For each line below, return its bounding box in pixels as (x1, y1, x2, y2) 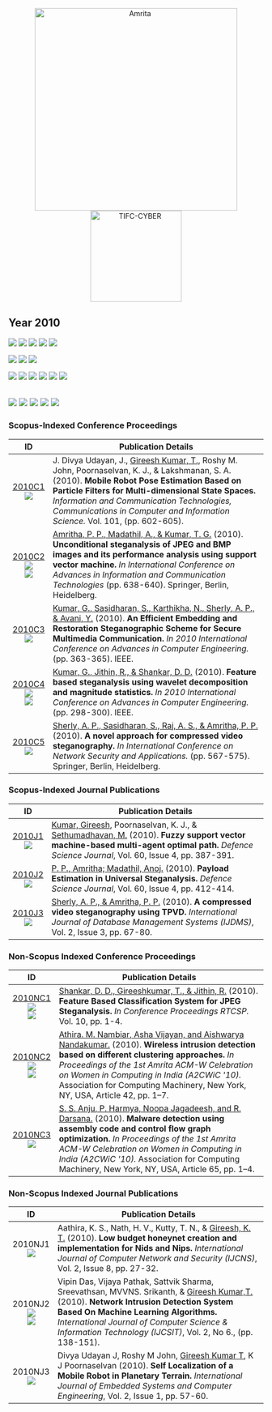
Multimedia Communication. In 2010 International (52, 633, 248, 644)
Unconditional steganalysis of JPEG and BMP (52, 539, 232, 550)
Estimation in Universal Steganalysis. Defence (51, 872, 232, 884)
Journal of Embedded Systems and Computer (57, 1380, 232, 1392)
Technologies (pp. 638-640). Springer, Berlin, (52, 579, 229, 591)
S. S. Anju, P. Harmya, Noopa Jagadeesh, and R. (58, 1103, 241, 1114)
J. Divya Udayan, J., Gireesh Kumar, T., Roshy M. (52, 454, 238, 466)
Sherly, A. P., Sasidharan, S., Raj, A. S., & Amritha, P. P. (52, 719, 258, 731)
